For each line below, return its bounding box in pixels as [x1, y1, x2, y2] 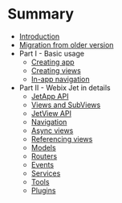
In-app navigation [31, 74, 90, 84]
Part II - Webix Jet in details [18, 82, 111, 93]
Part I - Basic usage [18, 48, 85, 58]
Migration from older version [18, 39, 114, 49]
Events [31, 159, 54, 169]
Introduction [18, 31, 60, 41]
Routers [31, 151, 58, 161]
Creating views [31, 65, 81, 75]
